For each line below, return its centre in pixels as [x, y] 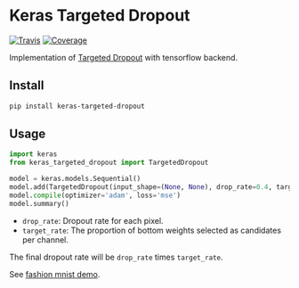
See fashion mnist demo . [55, 274]
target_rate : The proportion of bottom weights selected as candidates [152, 230]
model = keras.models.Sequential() [75, 179]
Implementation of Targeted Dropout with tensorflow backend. [124, 57]
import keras [33, 154]
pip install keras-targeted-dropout [77, 106]
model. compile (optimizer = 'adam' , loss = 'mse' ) [95, 195]
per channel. [45, 239]
